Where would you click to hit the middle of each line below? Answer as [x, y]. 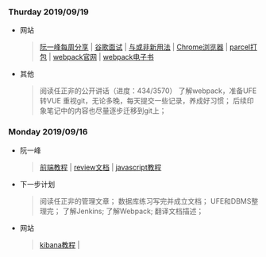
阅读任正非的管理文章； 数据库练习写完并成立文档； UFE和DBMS [145, 201]
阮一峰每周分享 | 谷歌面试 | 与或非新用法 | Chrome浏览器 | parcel [145, 47]
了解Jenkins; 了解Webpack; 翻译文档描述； [133, 211]
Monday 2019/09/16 [48, 132]
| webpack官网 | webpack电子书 [102, 57]
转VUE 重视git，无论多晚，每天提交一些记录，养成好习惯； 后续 [143, 101]
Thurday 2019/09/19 [48, 12]
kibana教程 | [60, 244]
